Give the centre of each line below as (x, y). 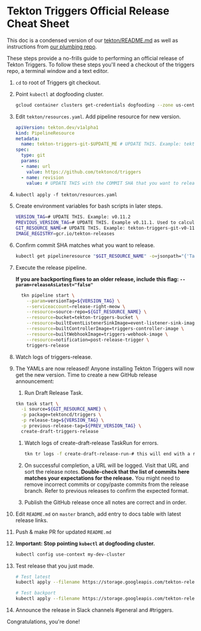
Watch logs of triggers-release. (54, 356)
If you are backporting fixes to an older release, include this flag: (97, 279)
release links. (32, 520)
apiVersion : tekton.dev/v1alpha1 (57, 127)
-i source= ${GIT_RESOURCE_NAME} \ (64, 409)
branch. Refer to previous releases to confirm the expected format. (106, 490)
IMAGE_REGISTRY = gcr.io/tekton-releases (65, 234)
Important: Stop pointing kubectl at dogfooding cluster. (85, 543)
